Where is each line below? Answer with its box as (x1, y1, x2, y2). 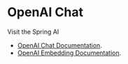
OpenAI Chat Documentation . (17, 41, 103, 49)
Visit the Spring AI (7, 27, 59, 36)
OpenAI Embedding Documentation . (17, 49, 122, 57)
